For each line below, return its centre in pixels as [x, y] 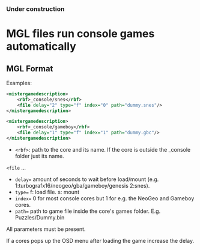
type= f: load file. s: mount [47, 192]
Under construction [35, 9]
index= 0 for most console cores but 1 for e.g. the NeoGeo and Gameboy [105, 198]
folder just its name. [39, 156]
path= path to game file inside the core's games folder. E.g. [88, 211]
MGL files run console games [80, 34]
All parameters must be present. [46, 229]
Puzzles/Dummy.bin [40, 217]
